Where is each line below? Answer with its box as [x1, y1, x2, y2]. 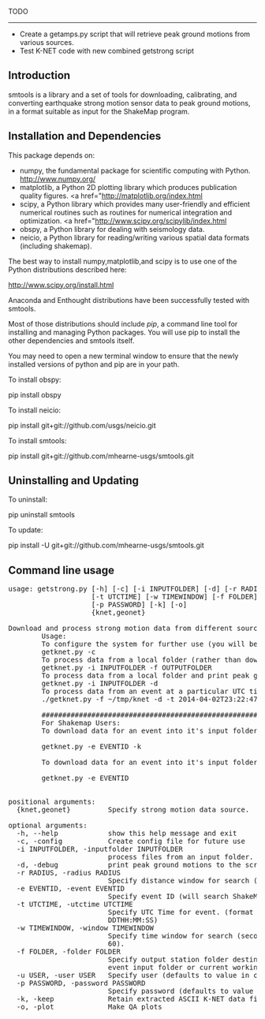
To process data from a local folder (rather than [41, 655, 242, 665]
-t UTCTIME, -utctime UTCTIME [16, 900, 133, 909]
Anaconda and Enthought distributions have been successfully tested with [8, 295, 250, 304]
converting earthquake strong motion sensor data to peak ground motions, [8, 98, 251, 107]
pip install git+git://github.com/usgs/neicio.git [8, 420, 156, 430]
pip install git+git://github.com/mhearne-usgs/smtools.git [8, 451, 195, 461]
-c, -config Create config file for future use [16, 837, 246, 846]
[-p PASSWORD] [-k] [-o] [91, 600, 188, 610]
